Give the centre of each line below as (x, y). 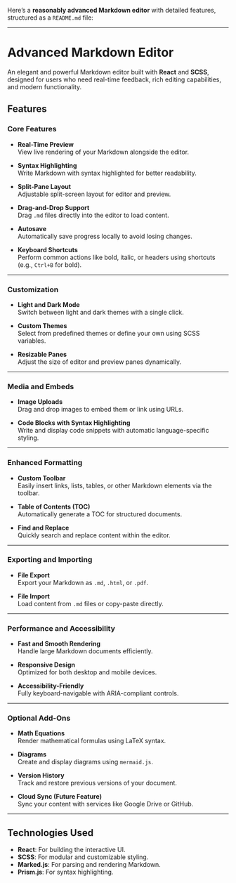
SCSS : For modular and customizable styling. (83, 857)
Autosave (32, 228)
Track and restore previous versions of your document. (97, 783)
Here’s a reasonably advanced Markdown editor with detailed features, (112, 10)
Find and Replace (43, 528)
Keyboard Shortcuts (48, 249)
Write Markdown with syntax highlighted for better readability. (107, 173)
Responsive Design (46, 665)
